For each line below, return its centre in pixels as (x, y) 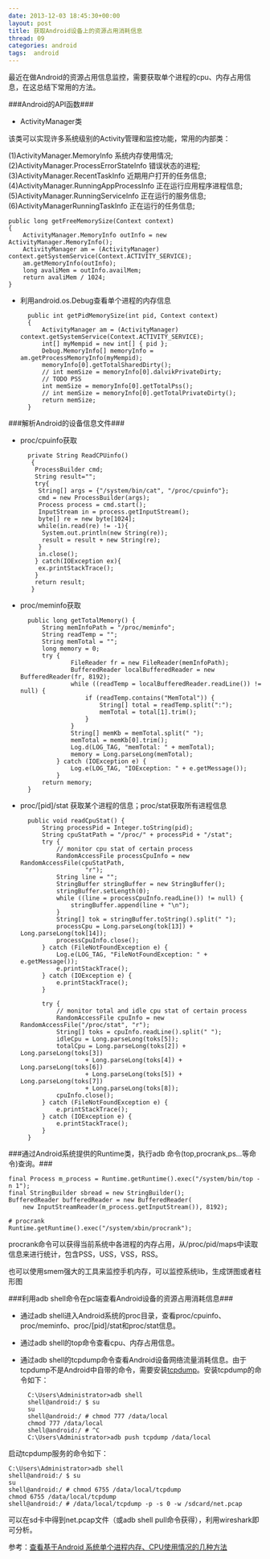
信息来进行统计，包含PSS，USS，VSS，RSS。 (85, 1254)
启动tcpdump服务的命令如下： (58, 1453)
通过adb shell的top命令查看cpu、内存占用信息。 (99, 1342)
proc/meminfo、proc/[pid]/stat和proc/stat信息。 (100, 1326)
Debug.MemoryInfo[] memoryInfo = (98, 351)
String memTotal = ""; (80, 641)
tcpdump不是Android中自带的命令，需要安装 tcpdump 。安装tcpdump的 (137, 1370)
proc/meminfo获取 (51, 605)
